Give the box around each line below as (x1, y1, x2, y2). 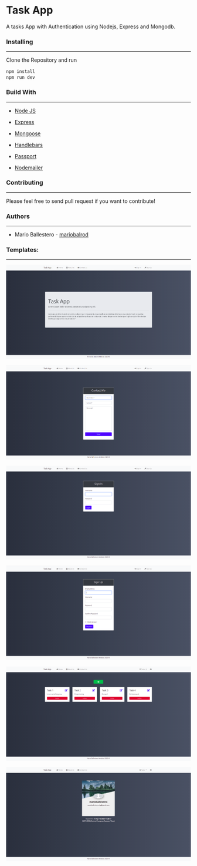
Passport (14, 152, 37, 159)
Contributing (6, 179, 43, 187)
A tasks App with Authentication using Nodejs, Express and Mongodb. (6, 23, 176, 30)
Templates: (6, 246, 39, 254)
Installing (6, 38, 33, 46)
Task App (6, 4, 53, 17)
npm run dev (6, 75, 35, 81)
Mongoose (14, 130, 41, 137)
